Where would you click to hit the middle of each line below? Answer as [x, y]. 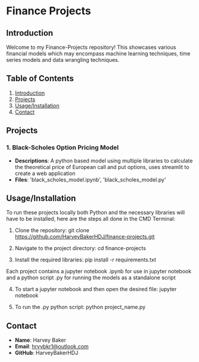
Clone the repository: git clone [52, 230]
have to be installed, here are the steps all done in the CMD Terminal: [91, 219]
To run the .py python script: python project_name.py [80, 307]
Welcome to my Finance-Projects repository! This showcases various [91, 47]
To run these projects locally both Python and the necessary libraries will [96, 213]
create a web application [45, 173]
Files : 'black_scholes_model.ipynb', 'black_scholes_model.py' [90, 179]
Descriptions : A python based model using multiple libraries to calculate [104, 160]
